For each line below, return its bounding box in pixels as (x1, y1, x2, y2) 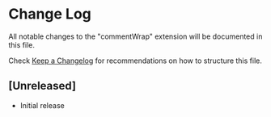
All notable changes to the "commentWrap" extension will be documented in (8, 31, 263, 41)
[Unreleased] (8, 79, 77, 93)
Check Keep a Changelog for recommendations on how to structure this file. (8, 56, 263, 65)
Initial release (19, 100, 65, 110)
